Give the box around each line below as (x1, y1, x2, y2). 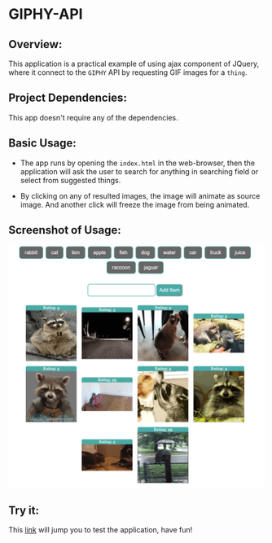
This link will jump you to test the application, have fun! (8, 525, 193, 535)
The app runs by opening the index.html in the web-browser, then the (20, 158, 255, 168)
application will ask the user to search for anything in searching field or (20, 166, 259, 176)
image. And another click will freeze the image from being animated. (20, 199, 250, 209)
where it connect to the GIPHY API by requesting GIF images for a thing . (8, 68, 248, 77)
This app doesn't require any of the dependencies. (8, 112, 178, 122)
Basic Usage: (8, 136, 77, 151)
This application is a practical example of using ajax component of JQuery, (8, 59, 259, 68)
